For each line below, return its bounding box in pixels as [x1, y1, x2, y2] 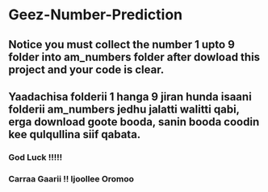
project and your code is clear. [8, 63, 165, 76]
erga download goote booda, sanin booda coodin [8, 115, 260, 129]
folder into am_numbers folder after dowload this [8, 50, 261, 63]
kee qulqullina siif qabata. [8, 127, 141, 141]
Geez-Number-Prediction [8, 6, 183, 24]
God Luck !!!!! [8, 151, 63, 162]
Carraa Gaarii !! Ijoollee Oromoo [8, 173, 135, 184]
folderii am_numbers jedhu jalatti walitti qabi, [8, 102, 240, 116]
